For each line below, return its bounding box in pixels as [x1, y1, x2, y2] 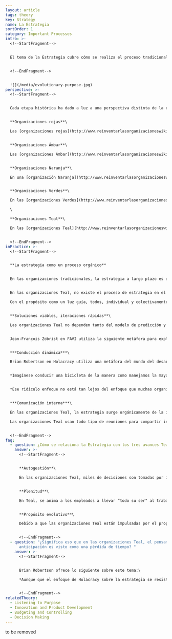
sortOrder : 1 [5, 27, 33, 32]
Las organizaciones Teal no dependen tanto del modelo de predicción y [10, 322, 166, 328]
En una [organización [10, 175, 56, 180]
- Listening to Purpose [10, 600, 60, 606]
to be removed [5, 629, 36, 635]
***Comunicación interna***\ [10, 401, 72, 406]
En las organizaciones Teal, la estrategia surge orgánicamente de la [10, 409, 164, 415]
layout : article [5, 7, 40, 13]
